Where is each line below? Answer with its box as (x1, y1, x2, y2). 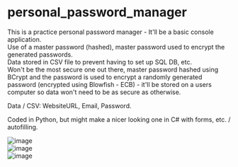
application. (7, 35, 42, 43)
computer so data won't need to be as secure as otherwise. (7, 88, 181, 96)
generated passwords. (7, 50, 73, 59)
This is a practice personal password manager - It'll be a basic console (7, 28, 214, 36)
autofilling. (7, 122, 38, 131)
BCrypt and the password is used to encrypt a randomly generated (7, 72, 203, 81)
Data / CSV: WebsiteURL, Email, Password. (7, 101, 132, 110)
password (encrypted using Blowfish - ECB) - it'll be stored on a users (7, 80, 212, 88)
